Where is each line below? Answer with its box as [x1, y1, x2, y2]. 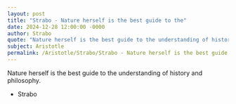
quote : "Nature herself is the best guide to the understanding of [7, 37, 209, 44]
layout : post [7, 10, 46, 18]
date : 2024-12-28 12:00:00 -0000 [7, 23, 105, 30]
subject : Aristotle [7, 43, 65, 50]
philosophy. [7, 76, 41, 84]
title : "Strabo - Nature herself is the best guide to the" [7, 17, 188, 24]
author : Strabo [7, 30, 52, 37]
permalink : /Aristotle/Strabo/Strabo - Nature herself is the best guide [7, 50, 228, 57]
